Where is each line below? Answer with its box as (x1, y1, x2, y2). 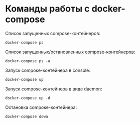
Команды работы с (5, 3, 90, 15)
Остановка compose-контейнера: (5, 104, 77, 110)
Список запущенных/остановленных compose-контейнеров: (5, 49, 135, 55)
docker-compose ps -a (5, 58, 51, 63)
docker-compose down (5, 114, 49, 119)
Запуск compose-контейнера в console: (5, 67, 90, 73)
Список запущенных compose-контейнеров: (5, 30, 100, 36)
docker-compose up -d (5, 95, 51, 100)
